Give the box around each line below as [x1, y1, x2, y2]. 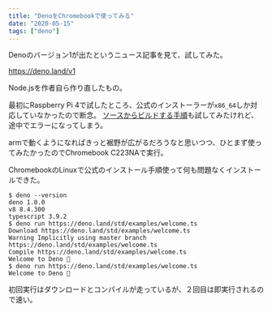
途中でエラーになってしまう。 [8, 121, 108, 130]
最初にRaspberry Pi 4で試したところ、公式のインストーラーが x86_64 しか [8, 100, 251, 110]
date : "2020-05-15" [8, 19, 75, 28]
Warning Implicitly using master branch [8, 234, 148, 242]
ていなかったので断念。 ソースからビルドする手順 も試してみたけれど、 [22, 110, 258, 120]
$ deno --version [8, 191, 67, 199]
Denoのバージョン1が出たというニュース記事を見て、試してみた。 [8, 50, 227, 60]
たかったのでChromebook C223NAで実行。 [22, 147, 168, 158]
